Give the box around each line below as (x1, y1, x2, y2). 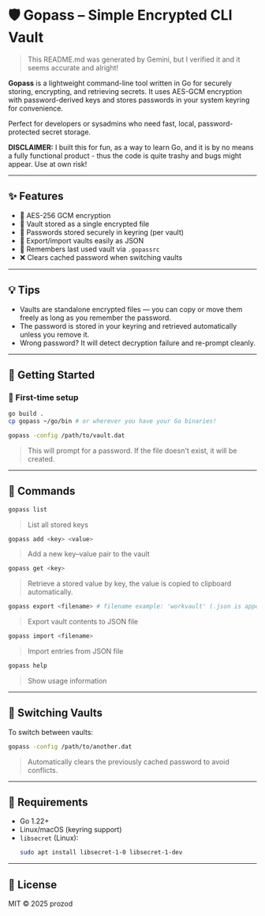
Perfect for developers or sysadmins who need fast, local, (8, 119, 196, 128)
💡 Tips (8, 284, 41, 297)
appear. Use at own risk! (8, 159, 88, 168)
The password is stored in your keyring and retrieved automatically (19, 321, 237, 330)
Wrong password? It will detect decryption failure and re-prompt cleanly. (19, 337, 256, 348)
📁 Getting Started (8, 368, 95, 382)
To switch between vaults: (8, 727, 93, 737)
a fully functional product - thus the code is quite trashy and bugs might (8, 151, 242, 160)
